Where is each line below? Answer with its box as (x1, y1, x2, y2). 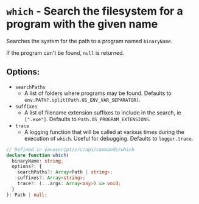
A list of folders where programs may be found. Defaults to (24, 90, 172, 97)
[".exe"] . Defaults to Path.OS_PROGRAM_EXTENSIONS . (24, 115, 151, 122)
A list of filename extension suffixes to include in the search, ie (24, 108, 181, 116)
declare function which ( (6, 152, 69, 158)
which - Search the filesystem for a (6, 4, 184, 18)
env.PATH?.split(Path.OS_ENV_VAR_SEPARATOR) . (24, 96, 141, 103)
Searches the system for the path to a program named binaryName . (6, 37, 173, 44)
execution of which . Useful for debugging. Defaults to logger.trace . (24, 135, 194, 142)
